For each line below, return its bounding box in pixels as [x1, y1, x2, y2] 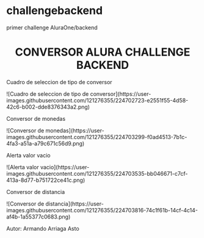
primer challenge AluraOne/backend [6, 24, 98, 31]
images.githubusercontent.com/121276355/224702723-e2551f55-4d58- [6, 96, 189, 104]
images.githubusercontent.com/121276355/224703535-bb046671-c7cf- [6, 170, 188, 177]
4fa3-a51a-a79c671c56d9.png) [6, 140, 85, 147]
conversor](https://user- [90, 90, 151, 98]
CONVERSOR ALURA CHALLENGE [15, 45, 191, 59]
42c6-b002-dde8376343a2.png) [6, 103, 90, 110]
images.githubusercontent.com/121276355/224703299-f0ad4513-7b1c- [6, 133, 188, 140]
